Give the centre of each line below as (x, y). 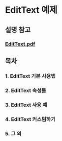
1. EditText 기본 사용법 (30, 76)
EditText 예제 (31, 10)
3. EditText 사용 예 (26, 105)
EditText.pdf (20, 44)
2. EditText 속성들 (26, 90)
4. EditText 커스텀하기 (30, 119)
